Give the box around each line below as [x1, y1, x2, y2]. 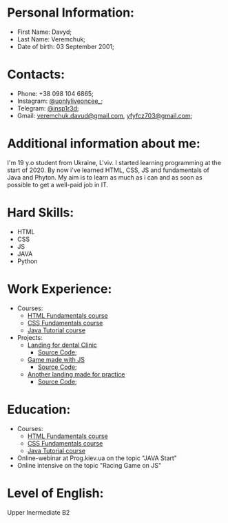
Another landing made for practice [27, 370, 125, 378]
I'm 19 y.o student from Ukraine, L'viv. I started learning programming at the [7, 158, 222, 167]
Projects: [17, 333, 43, 341]
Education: [7, 401, 71, 417]
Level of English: [7, 485, 104, 501]
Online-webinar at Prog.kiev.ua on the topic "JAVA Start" [17, 454, 178, 462]
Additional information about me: [7, 136, 201, 151]
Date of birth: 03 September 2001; [17, 42, 115, 50]
